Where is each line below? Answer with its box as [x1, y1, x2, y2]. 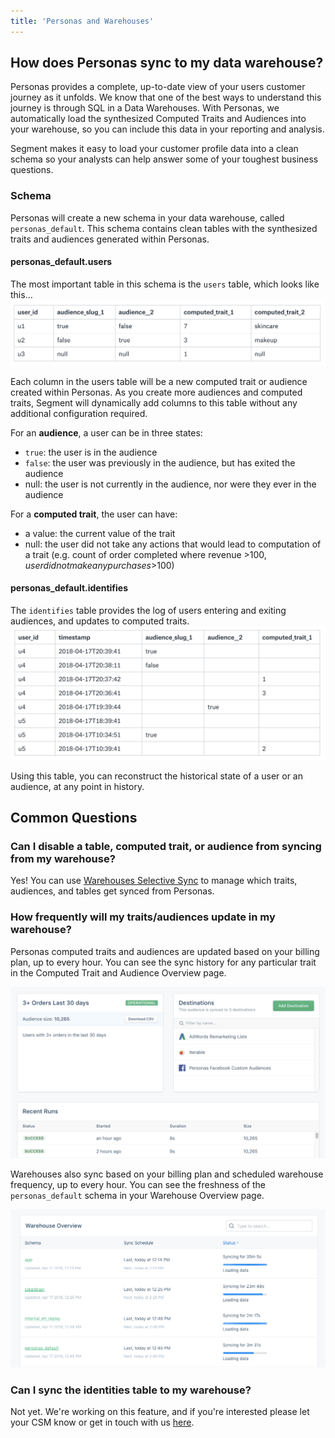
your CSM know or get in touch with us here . [10, 1416, 195, 1429]
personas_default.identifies [10, 582, 129, 594]
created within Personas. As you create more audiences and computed [10, 386, 303, 398]
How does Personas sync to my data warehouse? [10, 55, 324, 72]
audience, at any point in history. [10, 780, 145, 792]
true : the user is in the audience [24, 446, 158, 458]
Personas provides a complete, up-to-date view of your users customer [10, 81, 306, 93]
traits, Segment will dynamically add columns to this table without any [10, 396, 298, 409]
